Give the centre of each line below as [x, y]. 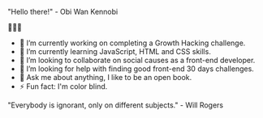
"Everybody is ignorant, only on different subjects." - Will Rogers [116, 105]
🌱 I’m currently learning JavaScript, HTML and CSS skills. [115, 51]
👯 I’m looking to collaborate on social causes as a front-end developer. [137, 60]
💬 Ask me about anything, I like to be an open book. [106, 77]
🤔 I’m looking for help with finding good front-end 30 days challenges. [137, 69]
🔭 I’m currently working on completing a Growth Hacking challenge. [132, 43]
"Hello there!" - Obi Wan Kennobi [63, 12]
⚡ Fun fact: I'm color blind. [63, 86]
